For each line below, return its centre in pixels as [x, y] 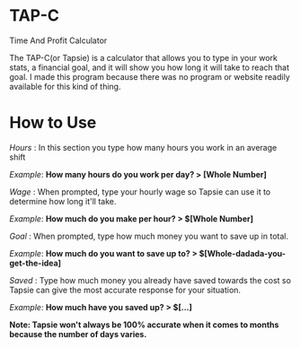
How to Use [53, 123]
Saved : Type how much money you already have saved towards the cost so [150, 280]
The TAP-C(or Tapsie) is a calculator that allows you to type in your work [144, 57]
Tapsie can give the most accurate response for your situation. [125, 290]
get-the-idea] [35, 263]
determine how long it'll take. [63, 201]
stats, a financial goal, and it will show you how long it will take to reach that [150, 67]
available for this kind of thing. [65, 86]
